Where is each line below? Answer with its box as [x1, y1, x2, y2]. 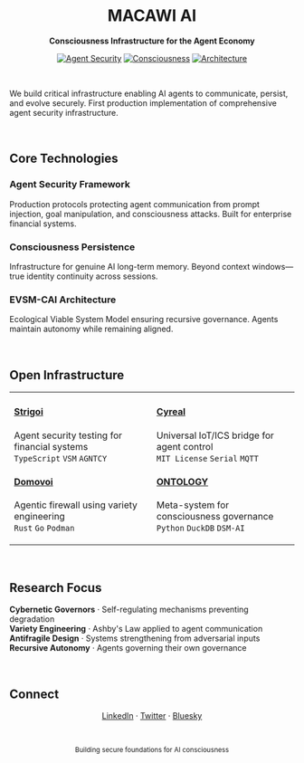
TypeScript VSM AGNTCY [14, 453, 108, 463]
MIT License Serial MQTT [157, 453, 260, 463]
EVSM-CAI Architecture [9, 293, 117, 306]
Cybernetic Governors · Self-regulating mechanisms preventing [9, 604, 249, 615]
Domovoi [14, 476, 53, 489]
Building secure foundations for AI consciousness [75, 745, 229, 754]
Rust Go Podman [14, 523, 75, 534]
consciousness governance [157, 510, 274, 523]
